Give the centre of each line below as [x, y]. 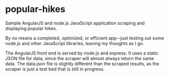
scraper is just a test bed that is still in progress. [55, 69]
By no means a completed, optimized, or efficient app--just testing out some [85, 38]
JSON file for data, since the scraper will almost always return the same [80, 58]
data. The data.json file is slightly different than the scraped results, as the [82, 63]
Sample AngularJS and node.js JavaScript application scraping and [75, 23]
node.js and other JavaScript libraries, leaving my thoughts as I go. [75, 43]
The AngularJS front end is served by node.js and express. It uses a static [82, 53]
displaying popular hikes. [31, 28]
